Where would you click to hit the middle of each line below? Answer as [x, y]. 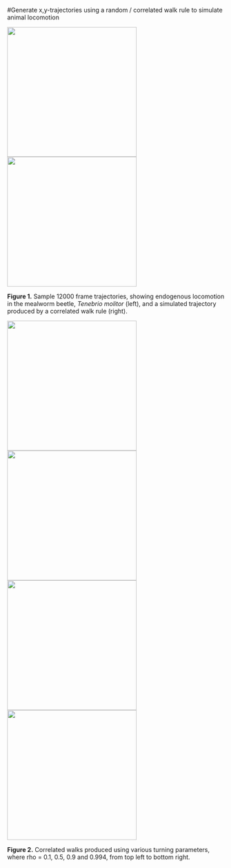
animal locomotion [33, 17]
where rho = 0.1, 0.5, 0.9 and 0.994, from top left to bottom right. [99, 857]
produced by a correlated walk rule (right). [67, 311]
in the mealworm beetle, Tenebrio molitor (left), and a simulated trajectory [112, 304]
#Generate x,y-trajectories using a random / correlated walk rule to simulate [115, 10]
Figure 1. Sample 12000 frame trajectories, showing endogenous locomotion [116, 296]
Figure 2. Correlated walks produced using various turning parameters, [109, 850]
